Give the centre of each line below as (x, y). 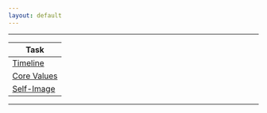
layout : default (35, 15)
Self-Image (34, 89)
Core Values (35, 76)
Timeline (29, 62)
